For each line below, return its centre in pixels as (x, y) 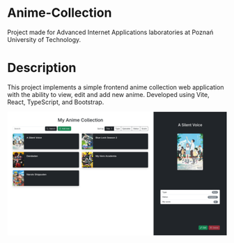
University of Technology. (44, 39)
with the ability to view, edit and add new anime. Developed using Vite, (109, 94)
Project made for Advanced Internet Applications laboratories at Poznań (110, 32)
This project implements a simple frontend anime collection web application (116, 87)
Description (42, 68)
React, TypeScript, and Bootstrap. (56, 102)
